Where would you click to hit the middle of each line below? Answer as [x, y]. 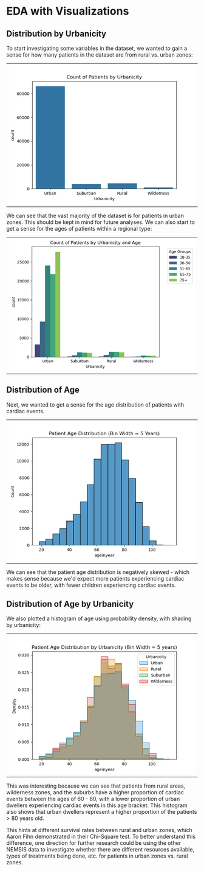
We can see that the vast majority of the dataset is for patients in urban [95, 215]
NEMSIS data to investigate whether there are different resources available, [100, 850]
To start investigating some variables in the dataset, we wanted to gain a [97, 48]
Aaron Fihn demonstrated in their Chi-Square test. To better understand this [101, 837]
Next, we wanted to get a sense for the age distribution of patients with [95, 404]
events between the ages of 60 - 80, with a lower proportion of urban [93, 799]
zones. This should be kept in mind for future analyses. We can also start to [101, 222]
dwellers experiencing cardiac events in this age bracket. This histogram [97, 805]
